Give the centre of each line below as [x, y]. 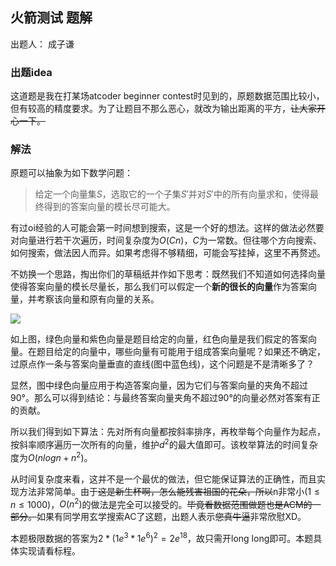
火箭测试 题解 [51, 18]
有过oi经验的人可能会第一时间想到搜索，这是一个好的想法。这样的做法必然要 [167, 228]
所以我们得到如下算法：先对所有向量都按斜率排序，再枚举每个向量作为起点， [168, 432]
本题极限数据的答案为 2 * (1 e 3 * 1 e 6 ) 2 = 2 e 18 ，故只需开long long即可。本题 [162, 538]
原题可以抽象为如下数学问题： [71, 173]
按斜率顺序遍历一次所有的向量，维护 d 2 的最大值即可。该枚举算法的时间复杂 [164, 444]
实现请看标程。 [49, 551]
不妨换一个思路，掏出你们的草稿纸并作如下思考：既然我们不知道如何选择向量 [168, 274]
